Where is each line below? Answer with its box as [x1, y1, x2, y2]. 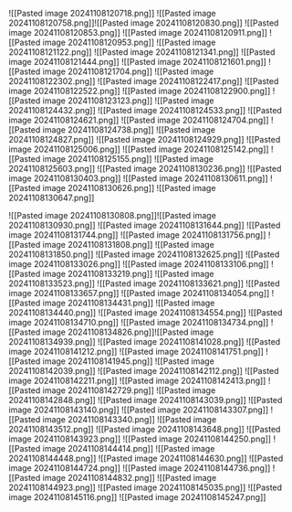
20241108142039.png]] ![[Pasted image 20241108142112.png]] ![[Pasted [8, 366, 279, 376]
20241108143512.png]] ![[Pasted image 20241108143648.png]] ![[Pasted [8, 424, 281, 434]
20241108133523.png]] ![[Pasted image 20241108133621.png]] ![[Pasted [8, 278, 280, 289]
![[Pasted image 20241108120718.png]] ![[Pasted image [8, 8, 216, 18]
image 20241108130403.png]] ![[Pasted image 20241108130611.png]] [8, 173, 268, 184]
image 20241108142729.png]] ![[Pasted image [42, 385, 216, 396]
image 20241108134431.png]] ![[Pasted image [42, 297, 215, 308]
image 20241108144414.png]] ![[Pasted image [42, 443, 215, 453]
